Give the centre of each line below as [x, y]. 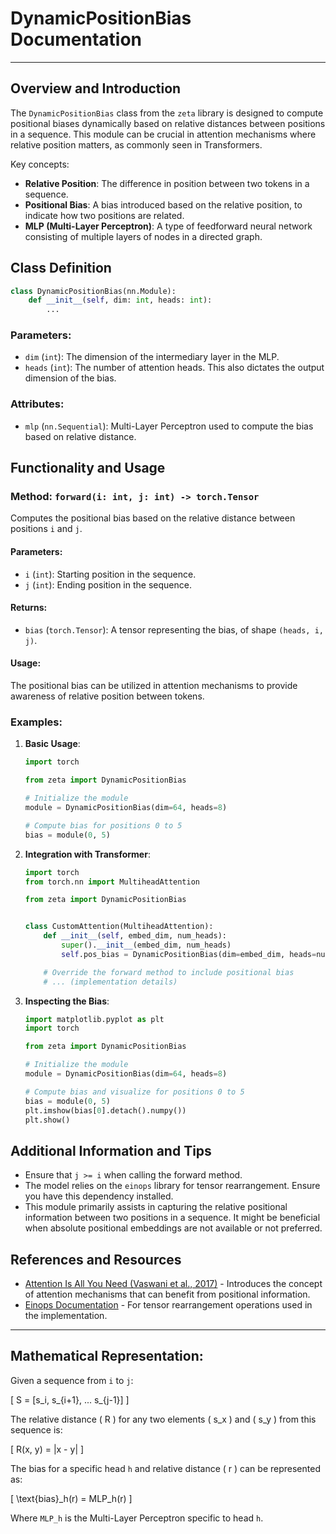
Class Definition [61, 268]
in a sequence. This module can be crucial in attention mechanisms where [163, 134]
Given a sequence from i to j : [72, 1380]
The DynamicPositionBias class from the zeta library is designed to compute [167, 113]
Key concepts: [40, 164]
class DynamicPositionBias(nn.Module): [93, 291]
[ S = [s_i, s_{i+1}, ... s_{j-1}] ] [70, 1399]
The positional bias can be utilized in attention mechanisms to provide [154, 686]
